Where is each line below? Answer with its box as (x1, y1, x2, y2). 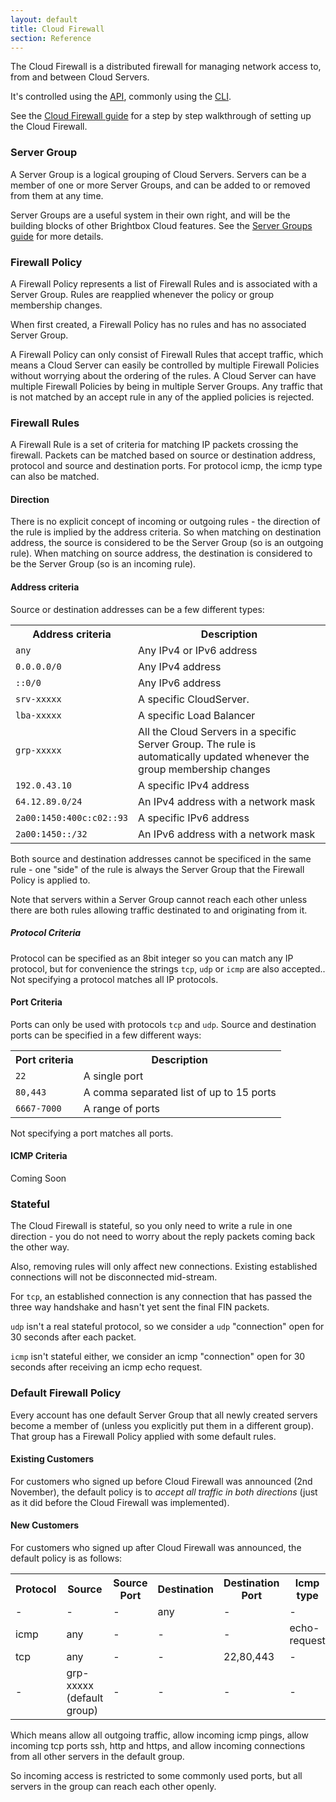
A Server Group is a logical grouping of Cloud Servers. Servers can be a (10, 168, 307, 180)
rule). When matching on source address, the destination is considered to (10, 547, 313, 560)
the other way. (10, 1241, 70, 1253)
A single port (83, 1069, 144, 1083)
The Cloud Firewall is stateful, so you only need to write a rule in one (10, 1220, 293, 1232)
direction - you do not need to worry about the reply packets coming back (10, 1231, 316, 1243)
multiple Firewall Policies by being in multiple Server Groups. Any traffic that (10, 380, 323, 392)
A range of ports (83, 1101, 161, 1115)
